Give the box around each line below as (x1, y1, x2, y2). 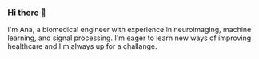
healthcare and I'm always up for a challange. (7, 42, 157, 51)
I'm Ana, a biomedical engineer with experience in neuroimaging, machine (7, 25, 252, 35)
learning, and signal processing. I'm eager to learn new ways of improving (7, 33, 252, 42)
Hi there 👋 (7, 7, 47, 18)
